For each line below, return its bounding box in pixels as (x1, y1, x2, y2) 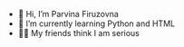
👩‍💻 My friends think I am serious (17, 28, 140, 38)
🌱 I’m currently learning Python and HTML (17, 18, 175, 29)
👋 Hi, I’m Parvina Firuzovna (17, 9, 120, 19)
